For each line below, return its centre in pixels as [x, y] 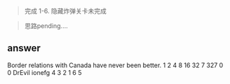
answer [24, 48]
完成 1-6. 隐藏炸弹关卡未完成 [66, 11]
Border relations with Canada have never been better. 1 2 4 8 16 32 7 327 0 [115, 65]
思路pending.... [46, 26]
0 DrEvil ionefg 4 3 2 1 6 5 [45, 72]
